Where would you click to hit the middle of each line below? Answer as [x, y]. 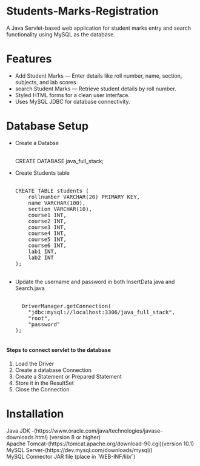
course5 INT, [47, 239]
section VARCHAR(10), [60, 209]
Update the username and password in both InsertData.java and [95, 282]
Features [29, 59]
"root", [39, 318]
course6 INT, [47, 245]
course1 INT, [47, 215]
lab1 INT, [43, 251]
